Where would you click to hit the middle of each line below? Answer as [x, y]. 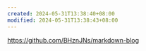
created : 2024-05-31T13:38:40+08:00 [61, 14]
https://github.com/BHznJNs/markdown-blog [73, 40]
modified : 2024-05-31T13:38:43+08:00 [63, 20]
